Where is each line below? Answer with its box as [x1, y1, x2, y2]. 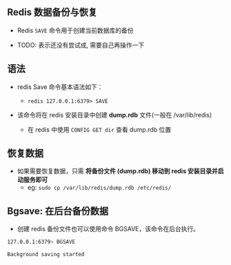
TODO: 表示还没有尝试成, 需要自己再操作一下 [17, 41, 145, 49]
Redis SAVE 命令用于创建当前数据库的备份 [17, 26, 134, 35]
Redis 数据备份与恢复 [7, 6, 98, 19]
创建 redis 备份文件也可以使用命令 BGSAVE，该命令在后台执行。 [17, 225, 200, 233]
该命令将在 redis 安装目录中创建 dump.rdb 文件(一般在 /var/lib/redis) [17, 110, 212, 119]
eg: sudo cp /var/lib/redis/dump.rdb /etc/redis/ [27, 184, 172, 192]
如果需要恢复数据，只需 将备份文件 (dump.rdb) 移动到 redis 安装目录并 [17, 167, 219, 175]
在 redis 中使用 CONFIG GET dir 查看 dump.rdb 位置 [27, 125, 171, 133]
